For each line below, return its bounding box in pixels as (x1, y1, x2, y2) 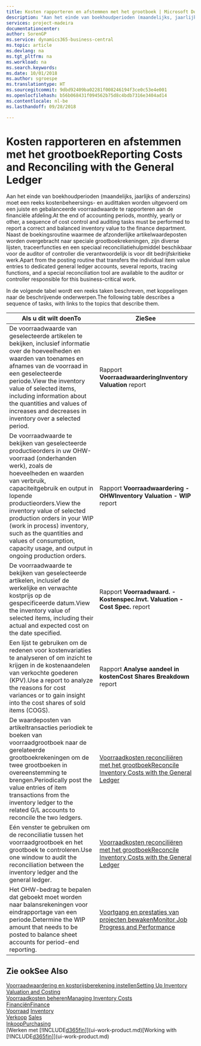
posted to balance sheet (9, 931, 78, 939)
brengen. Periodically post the (9, 776, 92, 784)
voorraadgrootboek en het (9, 838, 83, 847)
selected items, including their (9, 614, 94, 622)
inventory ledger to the (9, 799, 74, 807)
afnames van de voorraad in (9, 362, 89, 370)
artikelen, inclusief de (9, 577, 70, 585)
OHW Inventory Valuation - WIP (99, 491, 191, 500)
